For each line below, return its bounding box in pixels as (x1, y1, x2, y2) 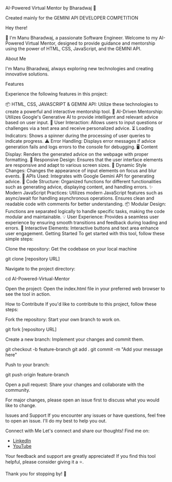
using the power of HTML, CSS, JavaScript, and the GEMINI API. (5, 46, 142, 51)
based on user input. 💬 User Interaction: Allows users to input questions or (5, 120, 163, 125)
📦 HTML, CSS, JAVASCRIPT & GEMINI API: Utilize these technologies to (5, 101, 158, 107)
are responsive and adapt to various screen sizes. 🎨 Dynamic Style (5, 162, 147, 168)
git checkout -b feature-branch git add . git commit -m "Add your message (5, 346, 163, 352)
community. (5, 387, 30, 393)
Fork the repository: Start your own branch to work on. (5, 316, 121, 322)
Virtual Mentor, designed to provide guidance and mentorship (25, 40, 156, 46)
